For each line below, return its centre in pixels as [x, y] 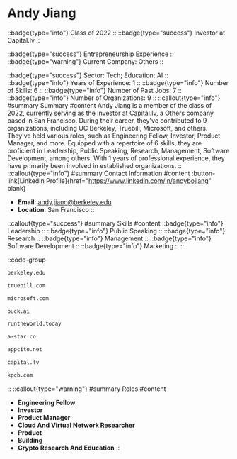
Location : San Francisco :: [56, 209]
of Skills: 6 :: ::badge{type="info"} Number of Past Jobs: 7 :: [95, 90]
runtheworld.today [34, 324]
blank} [17, 188]
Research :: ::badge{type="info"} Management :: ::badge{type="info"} [109, 238]
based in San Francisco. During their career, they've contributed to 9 [107, 120]
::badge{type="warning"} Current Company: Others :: [86, 61]
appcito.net [25, 350]
